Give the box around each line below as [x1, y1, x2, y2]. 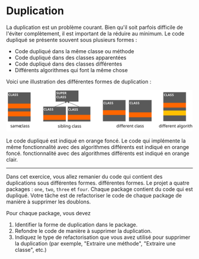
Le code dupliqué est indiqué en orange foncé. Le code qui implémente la [6, 137, 186, 144]
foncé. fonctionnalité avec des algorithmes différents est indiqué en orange [6, 150, 190, 157]
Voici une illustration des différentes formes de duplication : [6, 78, 152, 85]
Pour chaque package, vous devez [6, 210, 91, 217]
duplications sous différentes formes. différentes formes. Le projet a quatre [6, 179, 190, 187]
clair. [6, 156, 18, 163]
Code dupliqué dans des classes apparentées [14, 54, 127, 61]
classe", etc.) [14, 247, 47, 254]
